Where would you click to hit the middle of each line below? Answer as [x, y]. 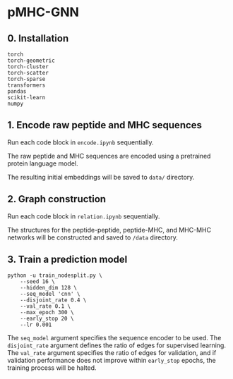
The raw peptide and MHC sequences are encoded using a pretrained [109, 156]
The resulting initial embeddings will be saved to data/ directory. [101, 177]
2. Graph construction [57, 199]
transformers [26, 85]
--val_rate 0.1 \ [46, 306]
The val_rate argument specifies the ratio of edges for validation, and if [112, 353]
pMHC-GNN [43, 12]
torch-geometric [31, 61]
